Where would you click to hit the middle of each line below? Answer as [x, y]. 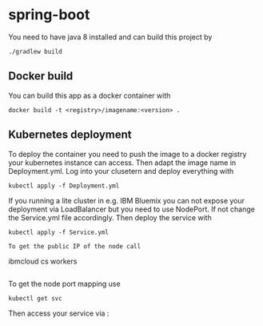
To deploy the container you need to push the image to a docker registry [128, 154]
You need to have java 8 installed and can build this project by [110, 37]
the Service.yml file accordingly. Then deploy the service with [110, 217]
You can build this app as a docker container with [90, 95]
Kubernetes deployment [70, 135]
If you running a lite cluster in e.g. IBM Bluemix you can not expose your [127, 200]
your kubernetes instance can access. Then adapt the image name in [122, 163]
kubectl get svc [35, 298]
